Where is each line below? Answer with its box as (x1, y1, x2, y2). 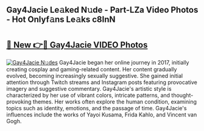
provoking (6, 98, 32, 105)
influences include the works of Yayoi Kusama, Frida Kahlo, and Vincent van (6, 111, 197, 118)
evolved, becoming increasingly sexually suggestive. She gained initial (6, 73, 183, 79)
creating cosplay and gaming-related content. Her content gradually (6, 66, 177, 73)
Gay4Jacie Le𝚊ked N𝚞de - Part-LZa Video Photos (6, 5, 199, 15)
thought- (171, 91, 194, 99)
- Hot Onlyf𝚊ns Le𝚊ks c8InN (6, 15, 116, 25)
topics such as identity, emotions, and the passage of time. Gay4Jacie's (6, 105, 187, 112)
